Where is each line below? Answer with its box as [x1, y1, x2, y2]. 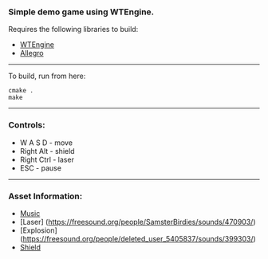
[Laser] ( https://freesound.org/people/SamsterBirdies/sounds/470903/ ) [19, 217, 257, 226]
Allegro [19, 49, 44, 58]
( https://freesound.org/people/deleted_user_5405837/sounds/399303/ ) [19, 233, 257, 243]
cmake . [8, 87, 34, 95]
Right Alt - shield [19, 146, 75, 155]
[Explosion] [19, 226, 57, 235]
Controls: [8, 120, 45, 131]
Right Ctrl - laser [19, 155, 74, 164]
